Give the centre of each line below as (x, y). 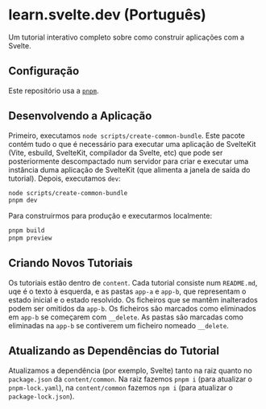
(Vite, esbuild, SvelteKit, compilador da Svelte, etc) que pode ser (116, 152)
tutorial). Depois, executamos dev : (64, 178)
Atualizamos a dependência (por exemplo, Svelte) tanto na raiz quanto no (130, 370)
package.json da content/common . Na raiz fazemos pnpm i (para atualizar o (130, 379)
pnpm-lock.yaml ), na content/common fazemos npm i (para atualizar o (121, 387)
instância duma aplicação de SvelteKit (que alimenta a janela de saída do (129, 169)
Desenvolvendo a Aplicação (80, 116)
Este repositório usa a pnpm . (54, 90)
